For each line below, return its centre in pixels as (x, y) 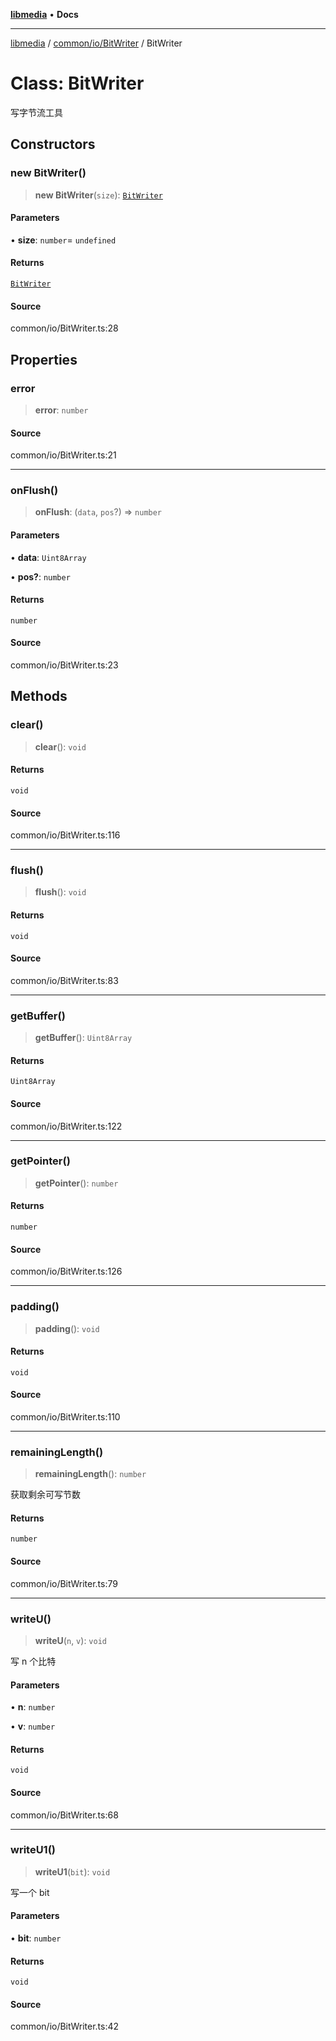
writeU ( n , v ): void (70, 1640)
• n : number (33, 1707)
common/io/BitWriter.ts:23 (64, 665)
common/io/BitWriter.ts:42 (65, 2026)
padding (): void (67, 1328)
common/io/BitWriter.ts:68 (64, 1815)
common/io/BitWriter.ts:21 (63, 455)
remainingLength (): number (90, 1474)
